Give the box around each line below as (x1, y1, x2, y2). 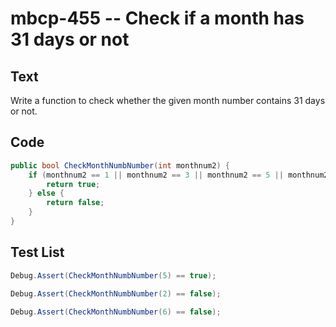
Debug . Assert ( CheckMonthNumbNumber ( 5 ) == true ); (10, 270, 217, 281)
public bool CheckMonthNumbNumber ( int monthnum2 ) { (10, 160, 230, 171)
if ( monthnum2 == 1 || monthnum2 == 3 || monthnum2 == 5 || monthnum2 (28, 170, 329, 180)
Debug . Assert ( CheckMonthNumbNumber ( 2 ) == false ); (10, 288, 222, 299)
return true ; (46, 179, 101, 189)
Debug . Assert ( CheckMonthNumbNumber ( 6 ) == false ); (10, 307, 222, 317)
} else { (28, 188, 65, 199)
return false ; (46, 198, 105, 208)
